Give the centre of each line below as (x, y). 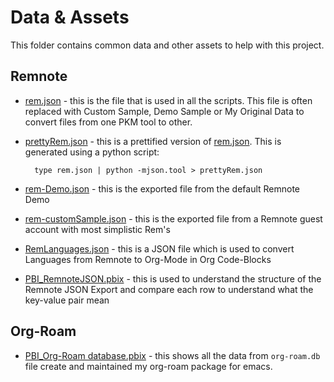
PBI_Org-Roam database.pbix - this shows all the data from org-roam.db (172, 355)
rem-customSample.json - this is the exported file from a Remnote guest (173, 218)
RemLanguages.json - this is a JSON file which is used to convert (159, 248)
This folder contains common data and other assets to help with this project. (167, 45)
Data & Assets (70, 17)
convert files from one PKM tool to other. (108, 122)
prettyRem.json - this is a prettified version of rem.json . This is (153, 141)
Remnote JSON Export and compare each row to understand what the (169, 289)
